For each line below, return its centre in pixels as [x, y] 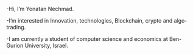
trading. [16, 27]
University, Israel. [46, 46]
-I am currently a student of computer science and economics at [87, 39]
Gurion [15, 46]
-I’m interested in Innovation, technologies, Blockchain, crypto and [89, 20]
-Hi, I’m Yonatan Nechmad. [40, 9]
